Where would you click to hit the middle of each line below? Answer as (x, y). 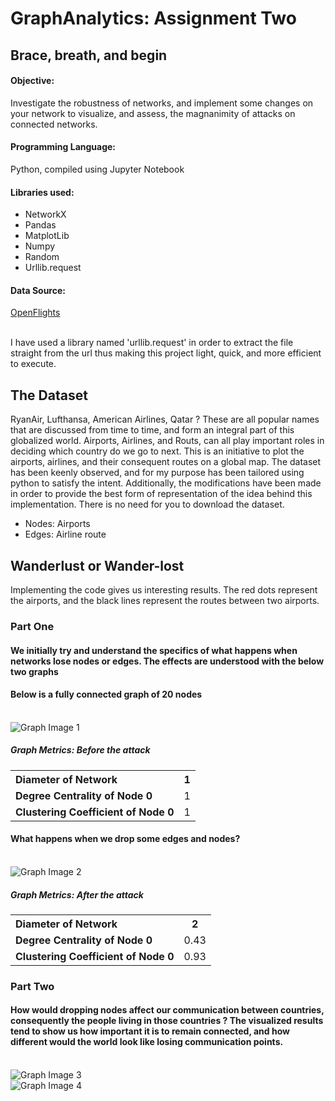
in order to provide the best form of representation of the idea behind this (161, 494)
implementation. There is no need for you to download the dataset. (147, 504)
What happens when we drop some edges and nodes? (125, 839)
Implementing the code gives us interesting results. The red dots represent (164, 590)
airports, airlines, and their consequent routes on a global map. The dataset (166, 462)
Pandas (40, 225)
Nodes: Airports (57, 524)
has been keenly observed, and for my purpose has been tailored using (157, 473)
